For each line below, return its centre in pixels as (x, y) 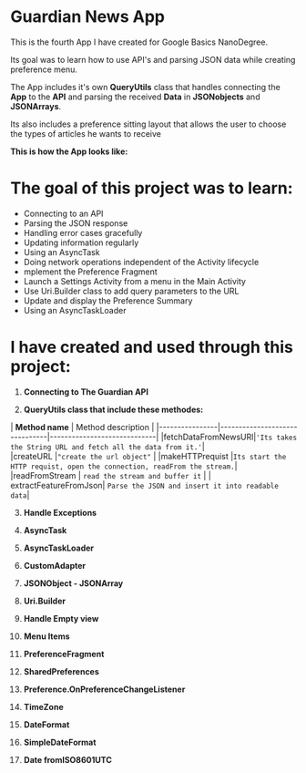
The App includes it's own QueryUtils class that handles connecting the (145, 87)
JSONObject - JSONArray (73, 583)
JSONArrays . (36, 106)
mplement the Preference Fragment (90, 272)
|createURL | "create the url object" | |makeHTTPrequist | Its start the (148, 456)
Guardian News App (87, 17)
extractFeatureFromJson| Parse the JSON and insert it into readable (144, 485)
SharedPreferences (61, 671)
